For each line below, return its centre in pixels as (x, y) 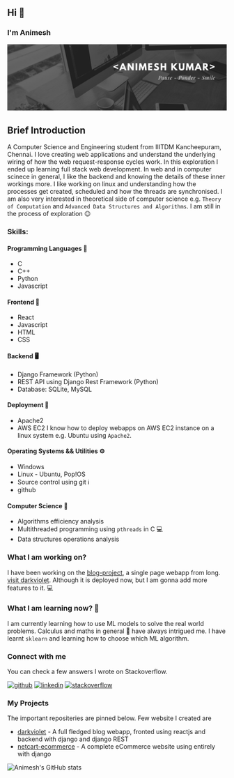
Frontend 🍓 (23, 302)
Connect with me (37, 656)
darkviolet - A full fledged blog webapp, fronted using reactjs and (111, 732)
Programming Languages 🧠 (47, 248)
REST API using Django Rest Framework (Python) (88, 381)
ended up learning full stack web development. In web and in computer (109, 169)
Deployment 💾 (28, 405)
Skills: (18, 232)
